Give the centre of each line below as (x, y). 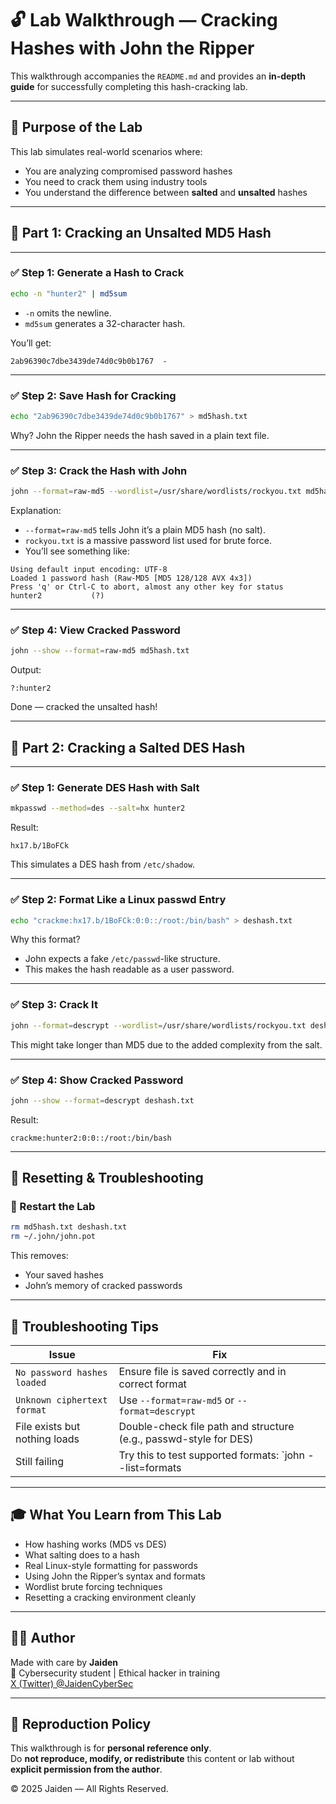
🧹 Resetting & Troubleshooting (107, 1178)
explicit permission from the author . (86, 1769)
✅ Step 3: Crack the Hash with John (99, 470)
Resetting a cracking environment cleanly (110, 1597)
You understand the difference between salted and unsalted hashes (166, 192)
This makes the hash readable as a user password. (129, 969)
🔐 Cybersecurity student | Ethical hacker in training (115, 1673)
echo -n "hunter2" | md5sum (69, 293)
